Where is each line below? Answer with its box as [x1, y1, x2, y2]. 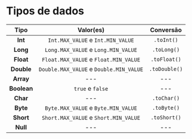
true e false [73, 84, 109, 92]
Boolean [9, 84, 33, 92]
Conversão [150, 26, 182, 34]
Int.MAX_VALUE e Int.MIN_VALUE [48, 36, 134, 44]
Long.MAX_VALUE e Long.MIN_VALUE [44, 45, 137, 54]
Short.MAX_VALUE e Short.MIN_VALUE [41, 113, 141, 122]
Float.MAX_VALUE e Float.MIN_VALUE [41, 55, 141, 63]
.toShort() [150, 114, 182, 121]
